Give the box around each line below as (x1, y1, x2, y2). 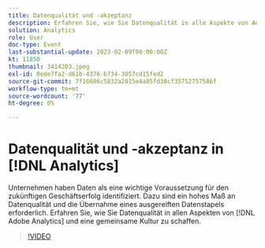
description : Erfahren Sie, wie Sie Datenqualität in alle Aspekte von (8, 19, 248, 27)
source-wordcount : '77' (8, 92, 87, 100)
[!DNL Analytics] (8, 157, 120, 175)
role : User (8, 33, 44, 42)
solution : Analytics (8, 26, 77, 34)
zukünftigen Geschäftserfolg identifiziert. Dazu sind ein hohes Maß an (8, 191, 236, 201)
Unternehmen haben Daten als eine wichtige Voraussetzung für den (8, 183, 230, 193)
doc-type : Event (8, 41, 62, 49)
